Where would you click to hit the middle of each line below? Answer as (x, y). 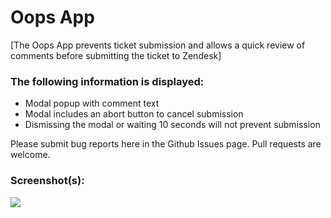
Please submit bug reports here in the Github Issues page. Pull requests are (166, 144)
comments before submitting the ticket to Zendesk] (116, 55)
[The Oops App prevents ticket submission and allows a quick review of (158, 45)
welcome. (30, 155)
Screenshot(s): (47, 181)
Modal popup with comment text (92, 103)
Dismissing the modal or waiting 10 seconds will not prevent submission (172, 125)
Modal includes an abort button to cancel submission (134, 114)
